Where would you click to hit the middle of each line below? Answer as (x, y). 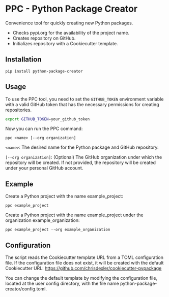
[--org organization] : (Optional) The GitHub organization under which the (84, 157)
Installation (23, 60)
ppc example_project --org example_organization (58, 230)
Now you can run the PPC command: (44, 129)
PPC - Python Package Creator (72, 9)
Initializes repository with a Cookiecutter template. (65, 43)
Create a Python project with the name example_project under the (74, 215)
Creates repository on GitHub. (44, 38)
